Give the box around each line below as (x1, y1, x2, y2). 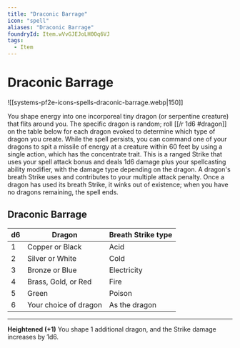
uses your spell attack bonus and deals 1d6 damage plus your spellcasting (7, 157, 226, 166)
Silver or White (27, 253, 77, 263)
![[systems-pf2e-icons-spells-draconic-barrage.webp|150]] (7, 98, 184, 106)
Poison (109, 288, 132, 298)
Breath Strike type (109, 229, 173, 239)
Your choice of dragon (27, 299, 102, 309)
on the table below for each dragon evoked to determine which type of (7, 126, 216, 136)
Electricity (109, 265, 143, 275)
